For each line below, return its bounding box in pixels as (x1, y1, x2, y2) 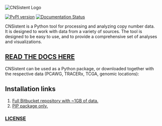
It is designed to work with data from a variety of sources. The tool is (5, 29, 143, 34)
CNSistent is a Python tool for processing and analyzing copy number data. (5, 23, 155, 29)
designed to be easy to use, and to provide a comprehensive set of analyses (5, 34, 157, 39)
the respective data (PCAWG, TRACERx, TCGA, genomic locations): (5, 71, 139, 77)
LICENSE (5, 115, 27, 122)
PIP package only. (12, 103, 48, 109)
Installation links (5, 85, 56, 93)
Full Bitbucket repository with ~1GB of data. (12, 97, 99, 104)
